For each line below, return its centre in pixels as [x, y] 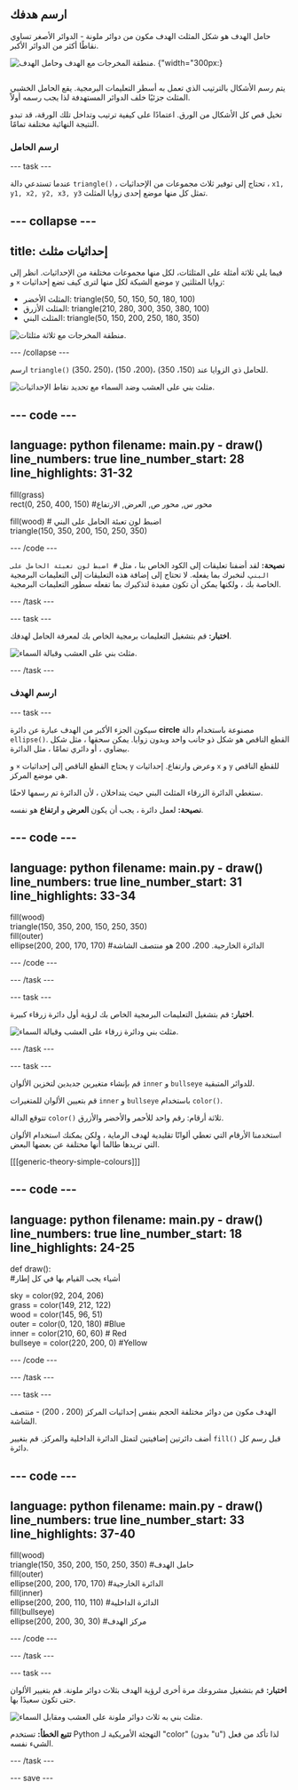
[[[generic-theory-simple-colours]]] [75, 1162]
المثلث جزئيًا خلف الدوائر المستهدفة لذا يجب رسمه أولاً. [100, 97]
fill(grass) [27, 494]
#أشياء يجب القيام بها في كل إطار [65, 1279]
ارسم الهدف [33, 693]
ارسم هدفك [39, 15]
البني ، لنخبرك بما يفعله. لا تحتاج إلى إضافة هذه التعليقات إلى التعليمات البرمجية [140, 574]
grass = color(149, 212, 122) [61, 1305]
